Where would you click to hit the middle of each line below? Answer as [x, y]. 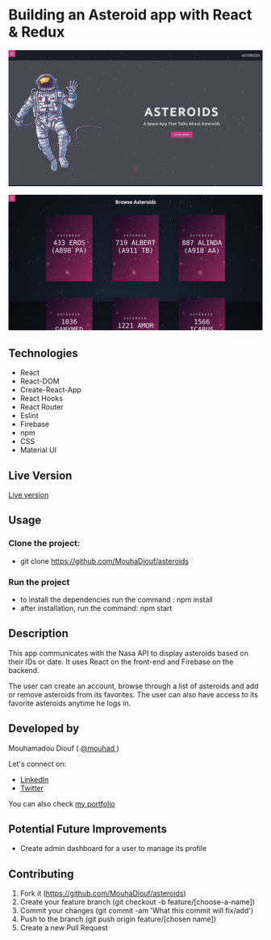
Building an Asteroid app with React [130, 15]
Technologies [44, 353]
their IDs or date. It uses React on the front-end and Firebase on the [121, 662]
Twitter [32, 788]
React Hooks [41, 399]
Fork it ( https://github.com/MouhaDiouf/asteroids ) [103, 893]
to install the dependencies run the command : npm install [117, 599]
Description [38, 634]
